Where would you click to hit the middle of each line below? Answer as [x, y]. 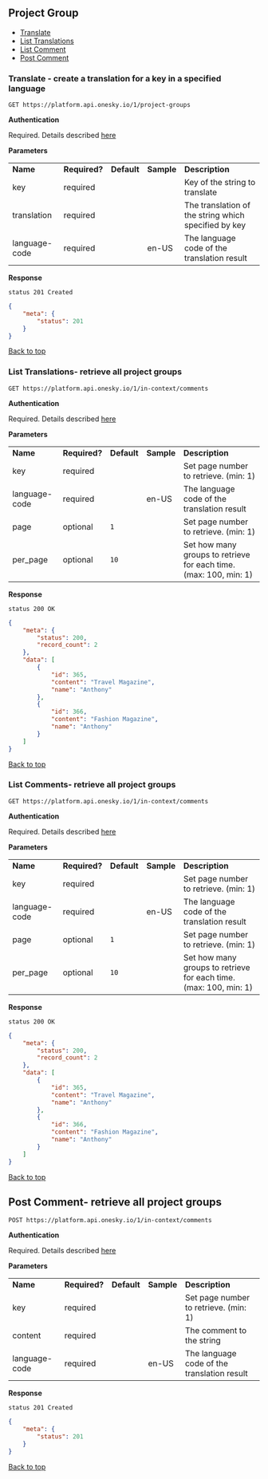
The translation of [217, 205]
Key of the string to [220, 183]
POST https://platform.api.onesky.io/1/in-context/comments [110, 1221]
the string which [214, 215]
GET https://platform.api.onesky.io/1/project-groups [100, 105]
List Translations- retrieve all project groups [95, 372]
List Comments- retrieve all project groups [92, 785]
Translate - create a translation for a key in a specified [115, 78]
